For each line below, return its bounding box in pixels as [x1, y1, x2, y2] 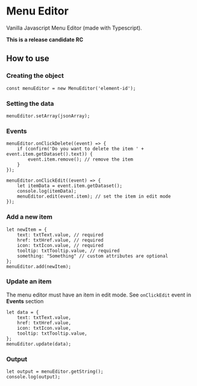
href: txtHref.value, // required [17, 237, 104, 243]
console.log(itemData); [17, 188, 77, 195]
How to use [6, 53, 49, 64]
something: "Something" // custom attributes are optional [17, 253, 169, 259]
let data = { [6, 309, 39, 315]
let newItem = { [6, 227, 47, 233]
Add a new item [6, 213, 53, 221]
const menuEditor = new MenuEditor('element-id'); [6, 85, 136, 91]
